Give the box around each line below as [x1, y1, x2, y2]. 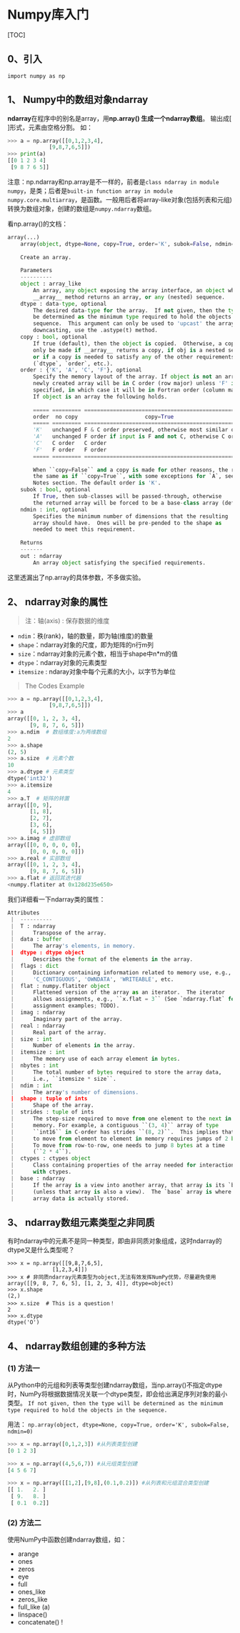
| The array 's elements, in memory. [10, 942, 136, 950]
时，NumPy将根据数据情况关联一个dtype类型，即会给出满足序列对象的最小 [7, 1389, 228, 1398]
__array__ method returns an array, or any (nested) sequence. [33, 294, 225, 301]
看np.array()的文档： [7, 219, 69, 228]
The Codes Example [24, 681, 85, 690]
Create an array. [20, 254, 72, 261]
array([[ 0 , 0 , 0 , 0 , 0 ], [7, 841, 81, 849]
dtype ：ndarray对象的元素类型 [17, 658, 107, 666]
